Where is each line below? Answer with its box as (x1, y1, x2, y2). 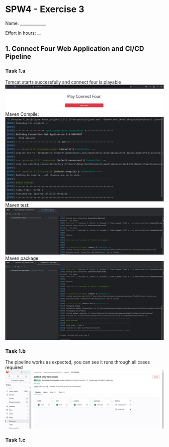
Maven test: (5, 202, 30, 208)
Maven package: (5, 255, 40, 261)
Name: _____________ (5, 20, 46, 26)
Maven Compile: (5, 111, 39, 117)
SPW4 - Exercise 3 (5, 4, 84, 15)
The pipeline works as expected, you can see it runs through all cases (5, 359, 150, 365)
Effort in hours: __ (5, 30, 42, 36)
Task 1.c (5, 436, 26, 443)
